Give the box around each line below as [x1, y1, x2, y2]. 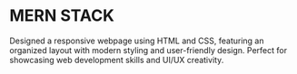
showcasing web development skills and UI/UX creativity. [9, 54, 224, 65]
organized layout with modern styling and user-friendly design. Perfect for [9, 44, 288, 55]
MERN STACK [9, 5, 115, 26]
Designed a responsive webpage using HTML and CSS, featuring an [9, 35, 264, 46]
